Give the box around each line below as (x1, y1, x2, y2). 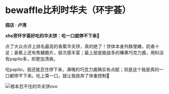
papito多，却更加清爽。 (9, 55, 58, 61)
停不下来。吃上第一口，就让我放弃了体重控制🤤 (14, 72, 110, 78)
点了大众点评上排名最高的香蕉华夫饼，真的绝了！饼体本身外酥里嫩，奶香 (5, 43, 155, 49)
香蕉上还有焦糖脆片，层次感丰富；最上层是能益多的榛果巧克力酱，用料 (14, 49, 159, 55)
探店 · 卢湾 (5, 22, 27, 28)
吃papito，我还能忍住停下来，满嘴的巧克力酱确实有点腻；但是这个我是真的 (5, 66, 159, 72)
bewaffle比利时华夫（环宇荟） (5, 4, 131, 16)
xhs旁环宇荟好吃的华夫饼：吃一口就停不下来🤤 (5, 32, 100, 38)
